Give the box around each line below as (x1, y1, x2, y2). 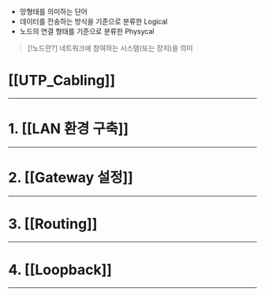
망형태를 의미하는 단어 (19, 7, 88, 16)
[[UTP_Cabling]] (8, 72, 116, 89)
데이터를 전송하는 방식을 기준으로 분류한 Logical (19, 17, 168, 26)
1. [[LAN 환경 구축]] (8, 120, 129, 138)
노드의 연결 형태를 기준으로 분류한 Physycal (19, 27, 155, 36)
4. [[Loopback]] (8, 260, 113, 279)
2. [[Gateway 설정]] (8, 169, 134, 187)
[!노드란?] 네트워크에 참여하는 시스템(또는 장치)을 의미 (27, 43, 193, 53)
